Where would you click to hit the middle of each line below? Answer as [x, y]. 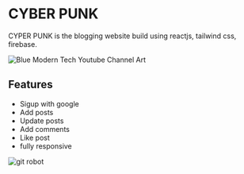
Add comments [44, 129]
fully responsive [46, 146]
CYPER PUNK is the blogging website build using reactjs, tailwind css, [122, 36]
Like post [34, 137]
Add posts [36, 112]
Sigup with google [49, 103]
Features [30, 85]
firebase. [23, 44]
